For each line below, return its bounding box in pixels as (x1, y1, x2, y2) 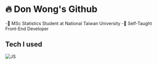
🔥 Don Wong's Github (5, 3, 97, 15)
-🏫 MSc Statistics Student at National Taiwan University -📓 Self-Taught (5, 20, 152, 26)
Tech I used (5, 40, 42, 48)
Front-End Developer (5, 25, 49, 31)
